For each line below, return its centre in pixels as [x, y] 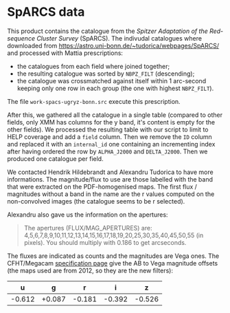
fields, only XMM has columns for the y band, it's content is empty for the [111, 122]
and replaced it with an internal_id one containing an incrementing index [111, 144]
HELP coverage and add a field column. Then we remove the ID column [110, 137]
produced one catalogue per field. [56, 158]
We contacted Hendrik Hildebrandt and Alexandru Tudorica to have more [111, 172]
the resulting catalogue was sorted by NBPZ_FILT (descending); [106, 74]
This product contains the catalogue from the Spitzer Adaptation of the [107, 31]
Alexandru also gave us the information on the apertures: [88, 215]
